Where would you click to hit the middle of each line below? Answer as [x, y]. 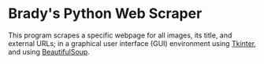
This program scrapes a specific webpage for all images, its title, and [120, 35]
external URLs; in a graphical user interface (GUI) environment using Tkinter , [132, 43]
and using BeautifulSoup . [49, 52]
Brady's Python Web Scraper [105, 14]
